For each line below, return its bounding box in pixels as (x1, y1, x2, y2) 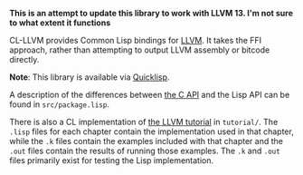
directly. (9, 54, 40, 64)
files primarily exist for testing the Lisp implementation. (9, 155, 214, 166)
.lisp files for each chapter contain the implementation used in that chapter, (9, 126, 294, 137)
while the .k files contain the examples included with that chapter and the (9, 136, 283, 146)
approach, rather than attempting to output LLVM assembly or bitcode (9, 44, 270, 55)
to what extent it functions (9, 17, 111, 28)
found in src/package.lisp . (9, 99, 110, 110)
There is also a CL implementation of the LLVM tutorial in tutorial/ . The (9, 117, 279, 127)
